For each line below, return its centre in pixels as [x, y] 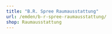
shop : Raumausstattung [34, 22]
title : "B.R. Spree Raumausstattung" [52, 11]
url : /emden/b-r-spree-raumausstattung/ [57, 17]
